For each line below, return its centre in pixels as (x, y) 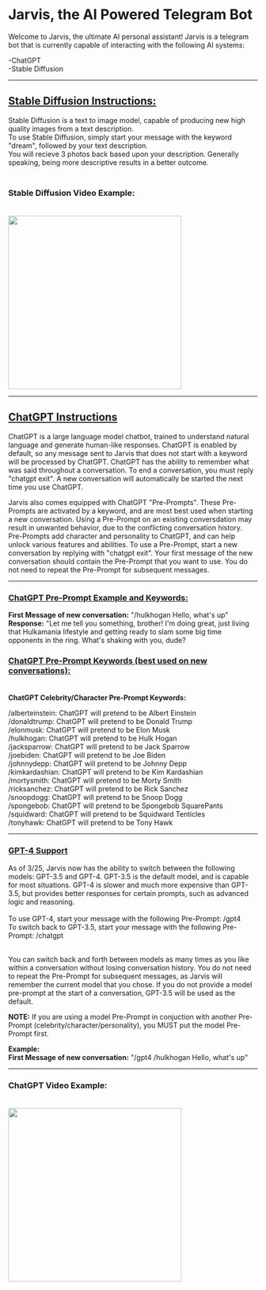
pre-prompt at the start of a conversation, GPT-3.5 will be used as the (122, 993)
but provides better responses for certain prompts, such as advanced (136, 893)
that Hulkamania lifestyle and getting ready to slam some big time (115, 632)
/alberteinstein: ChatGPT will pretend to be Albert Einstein (102, 713)
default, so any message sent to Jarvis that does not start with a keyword (128, 453)
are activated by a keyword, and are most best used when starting (145, 511)
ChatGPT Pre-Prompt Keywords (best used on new (108, 661)
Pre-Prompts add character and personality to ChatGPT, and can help (122, 536)
